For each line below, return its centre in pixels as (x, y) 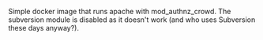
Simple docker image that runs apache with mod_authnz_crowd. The (120, 11)
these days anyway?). (44, 28)
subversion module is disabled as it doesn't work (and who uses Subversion (132, 20)
